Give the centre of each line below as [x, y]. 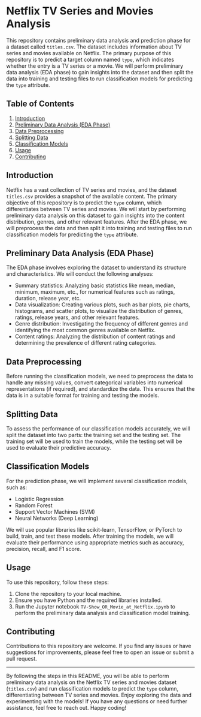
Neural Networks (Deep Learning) [57, 518]
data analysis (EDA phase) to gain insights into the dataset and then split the [100, 72]
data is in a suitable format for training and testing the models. [83, 395]
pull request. [22, 659]
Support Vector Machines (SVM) [55, 511]
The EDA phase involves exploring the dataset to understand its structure [96, 267]
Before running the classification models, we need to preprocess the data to [100, 376]
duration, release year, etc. [48, 299]
